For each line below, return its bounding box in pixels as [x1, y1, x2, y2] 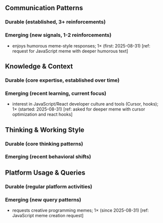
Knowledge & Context [5, 62, 73, 70]
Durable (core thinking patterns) [5, 140, 83, 147]
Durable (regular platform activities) [5, 183, 93, 190]
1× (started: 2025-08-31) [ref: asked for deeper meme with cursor [12, 106, 145, 112]
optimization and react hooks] [12, 111, 73, 117]
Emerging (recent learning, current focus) [5, 90, 107, 97]
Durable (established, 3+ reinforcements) [5, 19, 106, 25]
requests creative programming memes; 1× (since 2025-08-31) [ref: [12, 207, 149, 213]
